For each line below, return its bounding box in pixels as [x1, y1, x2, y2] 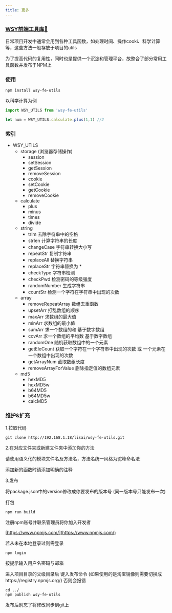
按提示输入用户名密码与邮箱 [5, 560, 64, 566]
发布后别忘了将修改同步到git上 [5, 602, 69, 608]
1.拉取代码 [5, 424, 27, 431]
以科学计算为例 [5, 98, 37, 104]
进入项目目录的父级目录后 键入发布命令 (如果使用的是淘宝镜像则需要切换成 [5, 571, 162, 577]
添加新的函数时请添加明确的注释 [5, 466, 73, 473]
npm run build [5, 509, 36, 514]
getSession [28, 165, 52, 171]
